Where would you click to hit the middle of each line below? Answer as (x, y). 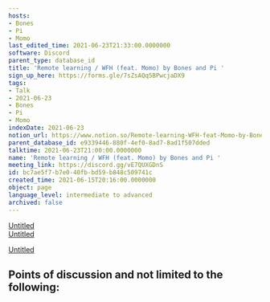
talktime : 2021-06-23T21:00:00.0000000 (75, 150)
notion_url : (28, 135)
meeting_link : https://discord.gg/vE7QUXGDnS (86, 165)
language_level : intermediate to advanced (80, 195)
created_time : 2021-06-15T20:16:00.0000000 (82, 180)
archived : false (35, 202)
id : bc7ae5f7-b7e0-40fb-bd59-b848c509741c (80, 173)
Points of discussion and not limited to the (116, 274)
